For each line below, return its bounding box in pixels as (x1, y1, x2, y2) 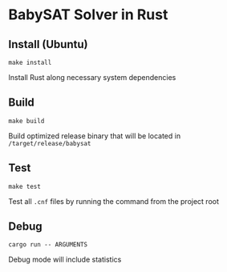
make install (8, 58, 52, 66)
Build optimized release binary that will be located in (8, 130, 181, 141)
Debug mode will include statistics (8, 254, 122, 265)
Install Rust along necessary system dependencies (8, 73, 176, 82)
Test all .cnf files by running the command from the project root (8, 196, 219, 206)
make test (8, 182, 42, 190)
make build (8, 117, 45, 125)
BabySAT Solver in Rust (8, 6, 168, 24)
